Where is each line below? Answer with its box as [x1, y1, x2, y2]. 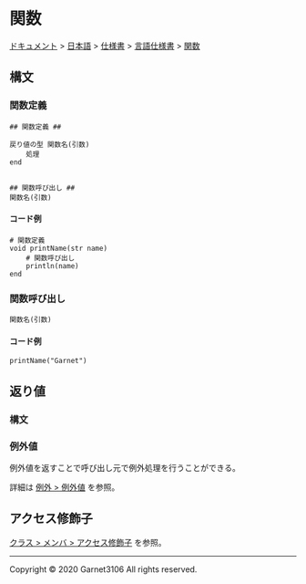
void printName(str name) [9, 244, 107, 253]
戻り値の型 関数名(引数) [9, 140, 90, 149]
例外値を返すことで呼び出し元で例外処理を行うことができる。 [9, 462, 241, 473]
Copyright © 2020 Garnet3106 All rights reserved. [9, 563, 198, 575]
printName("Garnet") [9, 357, 88, 366]
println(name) [25, 261, 79, 270]
